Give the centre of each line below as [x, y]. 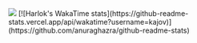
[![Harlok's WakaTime [54, 14]
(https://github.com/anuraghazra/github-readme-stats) [99, 30]
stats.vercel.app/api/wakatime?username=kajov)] [90, 22]
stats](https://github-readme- [140, 14]
